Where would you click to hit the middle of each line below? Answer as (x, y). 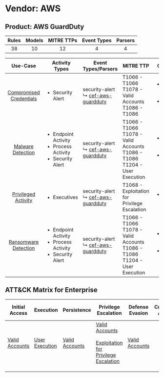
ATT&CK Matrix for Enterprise (51, 290)
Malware (24, 146)
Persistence (77, 310)
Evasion (138, 313)
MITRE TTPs (63, 40)
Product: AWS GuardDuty (45, 27)
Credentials (24, 99)
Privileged (24, 194)
